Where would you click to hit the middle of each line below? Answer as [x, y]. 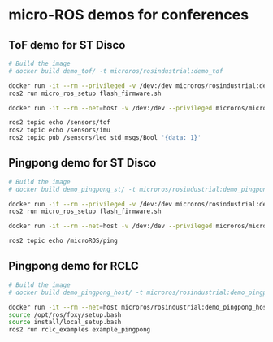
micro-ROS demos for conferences [129, 15]
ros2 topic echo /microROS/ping [63, 241]
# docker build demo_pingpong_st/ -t [72, 189]
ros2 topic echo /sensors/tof [60, 123]
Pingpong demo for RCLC [74, 266]
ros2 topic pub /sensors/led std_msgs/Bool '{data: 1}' [105, 138]
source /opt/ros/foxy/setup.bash [65, 314]
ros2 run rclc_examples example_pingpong [80, 330]
